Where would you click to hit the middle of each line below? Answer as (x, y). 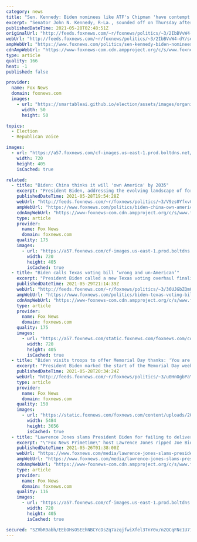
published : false (27, 72)
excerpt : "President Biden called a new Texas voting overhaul (96, 278)
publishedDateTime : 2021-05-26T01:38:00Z (68, 448)
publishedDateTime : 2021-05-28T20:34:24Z (68, 371)
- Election (25, 131)
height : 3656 (43, 426)
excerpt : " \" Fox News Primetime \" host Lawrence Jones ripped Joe (99, 443)
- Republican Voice (35, 137)
